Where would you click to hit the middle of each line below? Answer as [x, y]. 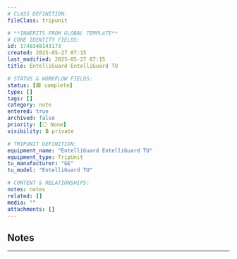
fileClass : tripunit [38, 20]
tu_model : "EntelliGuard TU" [50, 170]
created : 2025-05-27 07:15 [47, 53]
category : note [30, 105]
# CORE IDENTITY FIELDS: [44, 40]
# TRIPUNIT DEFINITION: [42, 144]
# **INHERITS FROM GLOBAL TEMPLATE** [63, 33]
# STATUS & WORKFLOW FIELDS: [50, 78]
